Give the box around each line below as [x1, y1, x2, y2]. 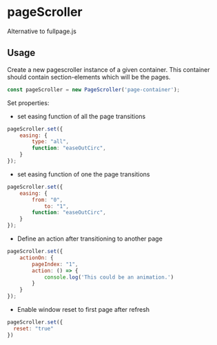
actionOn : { [19, 254, 54, 261]
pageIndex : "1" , [32, 261, 79, 268]
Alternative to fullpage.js [7, 27, 77, 35]
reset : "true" [13, 325, 54, 332]
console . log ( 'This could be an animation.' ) [43, 274, 174, 281]
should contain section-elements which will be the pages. [7, 73, 171, 81]
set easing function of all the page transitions [17, 112, 146, 120]
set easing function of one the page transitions [17, 170, 150, 178]
